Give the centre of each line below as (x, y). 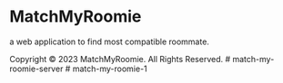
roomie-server (36, 69)
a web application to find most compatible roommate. (109, 41)
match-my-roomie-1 (110, 69)
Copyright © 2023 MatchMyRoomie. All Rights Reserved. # (120, 59)
